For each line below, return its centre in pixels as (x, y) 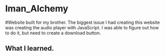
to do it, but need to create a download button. (53, 33)
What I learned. (29, 48)
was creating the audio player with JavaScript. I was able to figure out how (82, 27)
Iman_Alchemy (37, 9)
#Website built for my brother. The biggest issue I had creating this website (82, 22)
